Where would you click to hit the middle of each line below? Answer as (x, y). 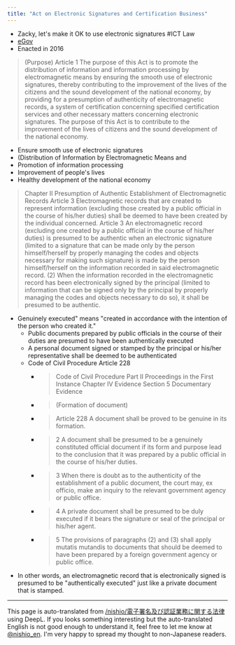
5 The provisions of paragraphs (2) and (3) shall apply (134, 539)
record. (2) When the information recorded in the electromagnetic (119, 275)
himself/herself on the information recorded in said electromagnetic (122, 267)
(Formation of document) (92, 405)
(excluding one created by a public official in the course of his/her (119, 230)
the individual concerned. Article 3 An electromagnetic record (113, 223)
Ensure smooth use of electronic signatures (80, 150)
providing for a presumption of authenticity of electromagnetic (114, 99)
